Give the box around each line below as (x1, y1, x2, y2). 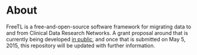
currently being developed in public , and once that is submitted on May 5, (6, 35, 186, 43)
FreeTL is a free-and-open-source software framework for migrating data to (6, 23, 191, 30)
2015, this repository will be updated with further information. (6, 42, 156, 49)
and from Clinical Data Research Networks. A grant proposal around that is (6, 29, 188, 36)
